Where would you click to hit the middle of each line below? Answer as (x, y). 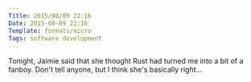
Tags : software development (56, 38)
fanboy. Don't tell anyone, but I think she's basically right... (105, 70)
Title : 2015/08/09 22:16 (50, 16)
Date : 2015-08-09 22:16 (48, 23)
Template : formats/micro (50, 31)
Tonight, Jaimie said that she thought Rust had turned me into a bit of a (126, 61)
